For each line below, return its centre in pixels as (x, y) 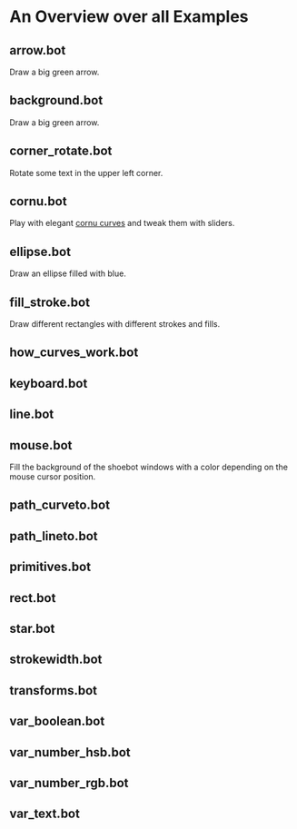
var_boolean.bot (57, 721)
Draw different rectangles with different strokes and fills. (115, 324)
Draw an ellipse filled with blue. (68, 273)
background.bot (56, 100)
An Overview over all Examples (129, 17)
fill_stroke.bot (50, 302)
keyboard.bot (49, 383)
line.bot (32, 414)
